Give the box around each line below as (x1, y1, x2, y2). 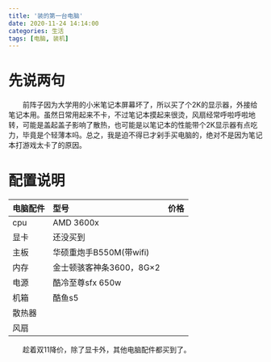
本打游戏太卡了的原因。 (8, 141, 86, 150)
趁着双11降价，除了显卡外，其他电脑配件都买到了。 (23, 345, 191, 355)
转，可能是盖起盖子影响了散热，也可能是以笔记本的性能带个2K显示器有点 (8, 120, 251, 130)
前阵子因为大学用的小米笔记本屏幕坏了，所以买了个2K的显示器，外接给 (23, 100, 258, 110)
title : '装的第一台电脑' (8, 11, 83, 20)
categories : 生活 (8, 27, 65, 35)
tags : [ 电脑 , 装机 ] (8, 34, 69, 43)
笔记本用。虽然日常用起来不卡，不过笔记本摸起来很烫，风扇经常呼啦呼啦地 (8, 110, 256, 120)
